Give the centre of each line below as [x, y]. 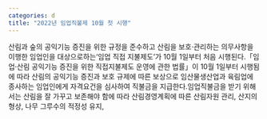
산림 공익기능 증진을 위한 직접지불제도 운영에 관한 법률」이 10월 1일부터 [128, 66]
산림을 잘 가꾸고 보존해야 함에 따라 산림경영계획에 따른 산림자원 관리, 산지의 [140, 96]
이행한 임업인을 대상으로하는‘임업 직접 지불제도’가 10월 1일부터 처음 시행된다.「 [131, 56]
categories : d [32, 15]
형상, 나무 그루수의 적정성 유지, [56, 106]
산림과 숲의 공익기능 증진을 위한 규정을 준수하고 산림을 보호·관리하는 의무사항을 [131, 46]
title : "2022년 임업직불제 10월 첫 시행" [70, 23]
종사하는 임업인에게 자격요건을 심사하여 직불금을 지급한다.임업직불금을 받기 [125, 86]
